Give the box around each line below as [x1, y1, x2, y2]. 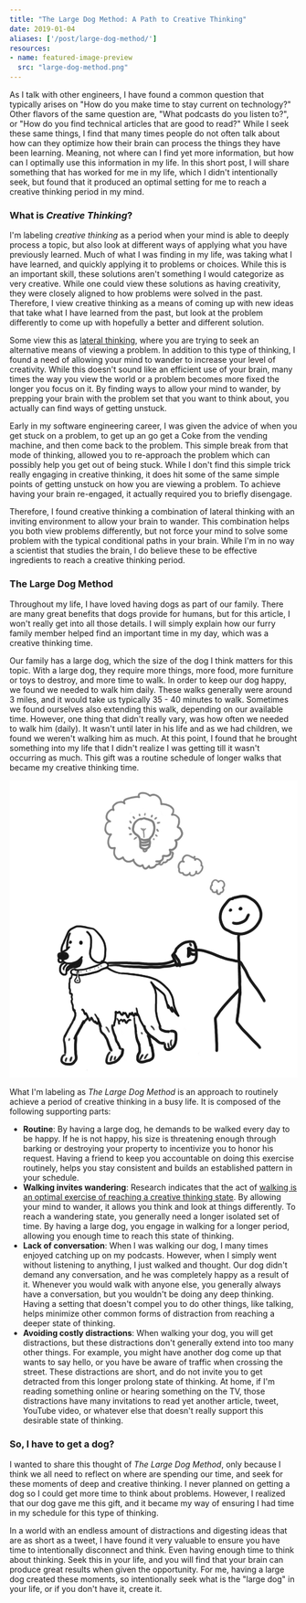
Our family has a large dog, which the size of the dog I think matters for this [9, 654, 294, 666]
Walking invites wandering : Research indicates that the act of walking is [22, 1182, 297, 1193]
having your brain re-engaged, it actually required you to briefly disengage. [9, 489, 292, 500]
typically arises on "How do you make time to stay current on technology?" [9, 99, 292, 110]
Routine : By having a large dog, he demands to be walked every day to [22, 1124, 290, 1135]
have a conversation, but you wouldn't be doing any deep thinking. [22, 1289, 274, 1300]
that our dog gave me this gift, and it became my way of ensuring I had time [9, 1497, 295, 1508]
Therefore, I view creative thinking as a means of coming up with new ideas [9, 298, 294, 309]
